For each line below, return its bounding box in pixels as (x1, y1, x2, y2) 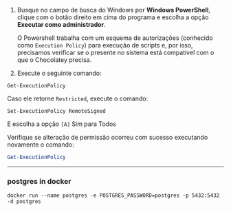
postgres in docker (7, 176, 71, 186)
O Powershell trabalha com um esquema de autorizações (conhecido (16, 34, 213, 42)
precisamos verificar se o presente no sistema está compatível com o (16, 48, 214, 56)
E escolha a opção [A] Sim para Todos (7, 120, 117, 128)
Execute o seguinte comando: (16, 69, 102, 77)
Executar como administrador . (16, 21, 107, 28)
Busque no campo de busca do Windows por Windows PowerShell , (16, 6, 211, 14)
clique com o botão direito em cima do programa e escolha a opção (16, 13, 209, 21)
